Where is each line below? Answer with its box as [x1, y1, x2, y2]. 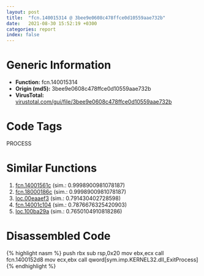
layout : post [6, 9, 40, 15]
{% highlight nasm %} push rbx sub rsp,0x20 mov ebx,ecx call [6, 249, 164, 256]
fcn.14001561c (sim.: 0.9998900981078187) [15, 182, 126, 189]
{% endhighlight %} [6, 262, 56, 270]
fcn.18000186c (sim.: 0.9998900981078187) [15, 188, 127, 195]
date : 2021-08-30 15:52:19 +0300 [6, 20, 97, 26]
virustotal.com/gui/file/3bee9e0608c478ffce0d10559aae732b [15, 98, 172, 105]
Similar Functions [6, 161, 97, 175]
